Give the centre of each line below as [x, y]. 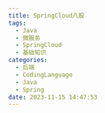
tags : [17, 23]
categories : [28, 60]
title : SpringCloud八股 [47, 16]
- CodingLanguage [44, 75]
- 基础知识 [31, 53]
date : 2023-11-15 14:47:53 [53, 97]
